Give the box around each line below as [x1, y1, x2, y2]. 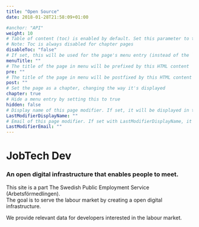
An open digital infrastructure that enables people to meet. [6, 170, 179, 179]
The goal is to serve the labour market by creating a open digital [6, 196, 163, 203]
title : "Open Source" [6, 8, 60, 15]
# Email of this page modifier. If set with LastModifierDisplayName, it [6, 118, 192, 124]
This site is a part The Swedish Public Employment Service [6, 184, 150, 191]
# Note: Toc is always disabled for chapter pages [6, 41, 134, 47]
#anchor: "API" [6, 25, 44, 31]
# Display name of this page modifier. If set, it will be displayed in [6, 107, 190, 113]
